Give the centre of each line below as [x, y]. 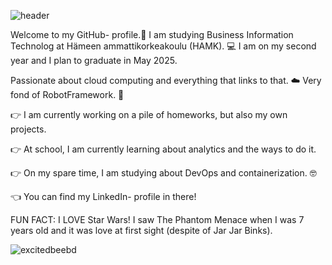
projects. [28, 129]
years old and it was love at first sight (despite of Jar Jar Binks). [141, 230]
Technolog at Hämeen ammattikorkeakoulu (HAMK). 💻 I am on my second [163, 46]
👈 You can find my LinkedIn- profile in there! [103, 196]
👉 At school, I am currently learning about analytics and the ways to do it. [163, 149]
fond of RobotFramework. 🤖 [67, 94]
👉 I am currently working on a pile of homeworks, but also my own [149, 114]
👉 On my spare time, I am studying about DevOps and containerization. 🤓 [163, 173]
